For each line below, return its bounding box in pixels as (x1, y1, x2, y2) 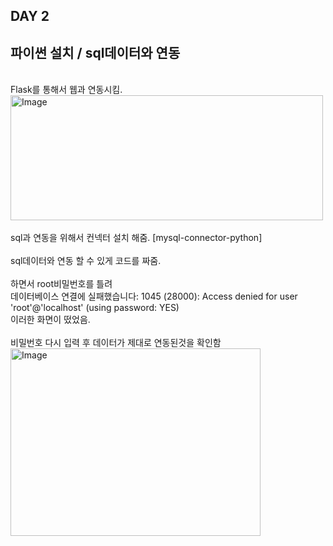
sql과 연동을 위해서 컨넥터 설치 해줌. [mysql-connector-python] (10, 232, 263, 244)
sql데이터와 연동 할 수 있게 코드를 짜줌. (10, 255, 162, 267)
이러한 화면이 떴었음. (10, 314, 91, 326)
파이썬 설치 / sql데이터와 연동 (10, 44, 181, 61)
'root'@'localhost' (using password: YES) (10, 302, 180, 314)
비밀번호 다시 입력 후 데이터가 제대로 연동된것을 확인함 (10, 337, 222, 349)
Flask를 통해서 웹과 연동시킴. (10, 84, 123, 96)
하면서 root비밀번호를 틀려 (10, 278, 113, 290)
